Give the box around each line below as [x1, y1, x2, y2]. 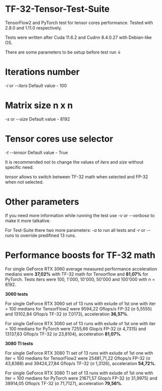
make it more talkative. [5, 218, 51, 223]
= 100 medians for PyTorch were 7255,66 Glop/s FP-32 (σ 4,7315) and [5, 326, 146, 332]
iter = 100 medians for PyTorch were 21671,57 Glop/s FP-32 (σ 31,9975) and [5, 375, 158, 381]
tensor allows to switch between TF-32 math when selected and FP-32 [5, 173, 148, 180]
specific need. [5, 164, 34, 170]
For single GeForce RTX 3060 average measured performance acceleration [5, 266, 158, 272]
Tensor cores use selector [5, 134, 114, 144]
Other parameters [5, 196, 79, 207]
